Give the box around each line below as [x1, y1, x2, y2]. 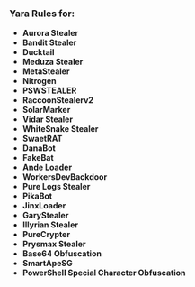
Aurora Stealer [22, 28, 79, 39]
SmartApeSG [22, 258, 74, 269]
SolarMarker [22, 105, 71, 116]
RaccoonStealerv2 [22, 95, 94, 106]
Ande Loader [22, 162, 73, 173]
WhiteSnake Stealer [22, 124, 99, 134]
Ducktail [22, 47, 55, 58]
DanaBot [22, 143, 56, 153]
